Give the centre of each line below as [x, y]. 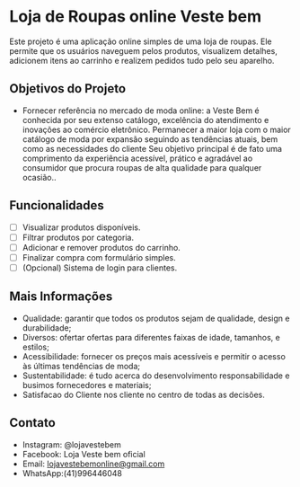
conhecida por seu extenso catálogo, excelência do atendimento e [146, 120]
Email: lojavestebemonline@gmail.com [93, 464]
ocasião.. [39, 177]
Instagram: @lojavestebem [71, 444]
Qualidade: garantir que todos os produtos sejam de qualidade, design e [156, 318]
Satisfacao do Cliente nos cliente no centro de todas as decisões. [143, 394]
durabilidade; [47, 328]
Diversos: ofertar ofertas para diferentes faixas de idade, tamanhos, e [151, 337]
